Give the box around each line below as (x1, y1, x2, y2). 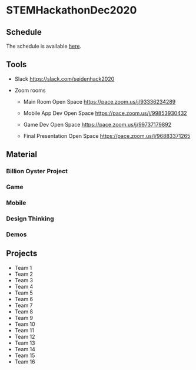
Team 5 (14, 289, 34, 296)
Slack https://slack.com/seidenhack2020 (14, 75, 115, 82)
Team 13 (14, 339, 35, 346)
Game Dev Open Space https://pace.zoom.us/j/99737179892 (23, 121, 172, 128)
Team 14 (14, 345, 35, 352)
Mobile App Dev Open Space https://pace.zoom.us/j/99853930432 (23, 110, 187, 117)
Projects (6, 249, 38, 259)
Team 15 (14, 352, 35, 359)
